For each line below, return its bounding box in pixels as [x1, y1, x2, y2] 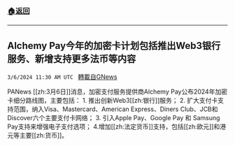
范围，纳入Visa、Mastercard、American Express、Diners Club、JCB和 [13, 105, 218, 113]
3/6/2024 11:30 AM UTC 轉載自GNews [7, 73, 117, 81]
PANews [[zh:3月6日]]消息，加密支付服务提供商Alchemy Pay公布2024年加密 [7, 87, 228, 96]
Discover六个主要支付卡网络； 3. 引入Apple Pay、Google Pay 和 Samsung [7, 114, 220, 122]
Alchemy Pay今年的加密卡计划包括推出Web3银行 [7, 40, 221, 52]
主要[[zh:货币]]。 [19, 131, 69, 140]
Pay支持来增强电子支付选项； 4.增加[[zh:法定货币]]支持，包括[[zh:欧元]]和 [7, 122, 220, 131]
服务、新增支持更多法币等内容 [7, 52, 136, 64]
